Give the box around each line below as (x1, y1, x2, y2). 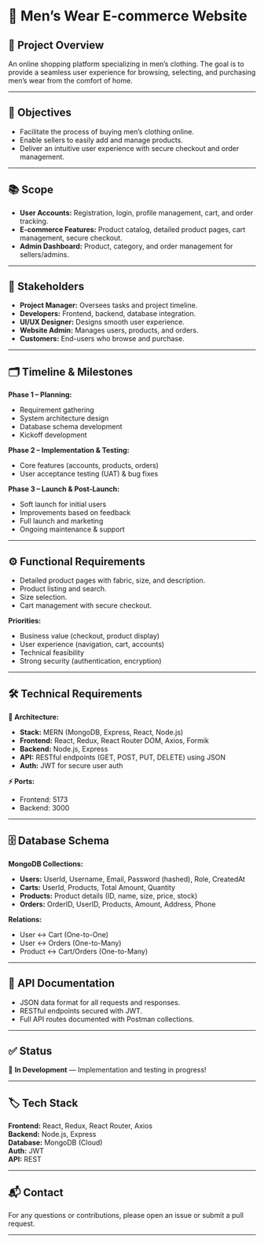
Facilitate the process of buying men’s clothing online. (19, 127, 195, 136)
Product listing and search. (19, 584, 108, 594)
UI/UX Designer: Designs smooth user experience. (19, 318, 185, 327)
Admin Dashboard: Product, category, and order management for (19, 241, 233, 251)
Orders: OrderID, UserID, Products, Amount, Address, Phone (19, 899, 216, 909)
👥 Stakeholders (8, 280, 85, 293)
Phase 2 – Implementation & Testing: (8, 446, 130, 455)
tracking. (19, 216, 49, 226)
